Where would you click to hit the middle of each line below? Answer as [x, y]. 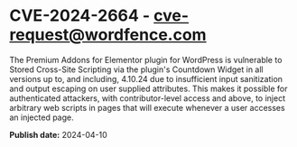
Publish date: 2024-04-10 [58, 134]
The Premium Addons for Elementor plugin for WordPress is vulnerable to [146, 60]
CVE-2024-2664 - [80, 16]
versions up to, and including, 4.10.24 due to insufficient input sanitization [146, 78]
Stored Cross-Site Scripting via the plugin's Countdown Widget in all [136, 69]
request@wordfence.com [108, 35]
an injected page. [42, 117]
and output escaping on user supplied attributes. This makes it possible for [148, 88]
